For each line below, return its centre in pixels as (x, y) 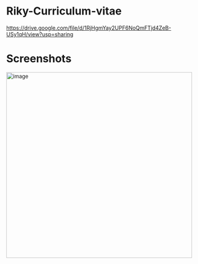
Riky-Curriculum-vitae (64, 11)
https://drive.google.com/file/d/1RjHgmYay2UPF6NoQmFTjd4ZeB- (89, 28)
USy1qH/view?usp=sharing (40, 34)
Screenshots (39, 59)
